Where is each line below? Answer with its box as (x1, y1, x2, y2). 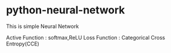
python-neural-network (6, 3, 125, 17)
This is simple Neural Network (6, 23, 79, 30)
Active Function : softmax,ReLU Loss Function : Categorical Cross (6, 34, 166, 41)
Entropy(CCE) (6, 40, 39, 47)
